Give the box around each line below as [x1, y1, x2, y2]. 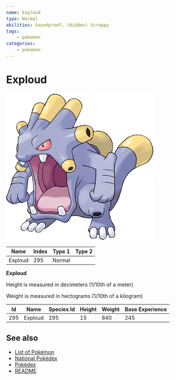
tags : [6, 28, 19, 34]
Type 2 [75, 248, 93, 255]
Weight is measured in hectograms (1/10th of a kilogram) [6, 293, 143, 300]
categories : [6, 41, 35, 47]
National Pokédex [14, 355, 58, 362]
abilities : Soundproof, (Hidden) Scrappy [6, 22, 109, 28]
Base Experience [124, 306, 167, 313]
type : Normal [6, 15, 38, 22]
